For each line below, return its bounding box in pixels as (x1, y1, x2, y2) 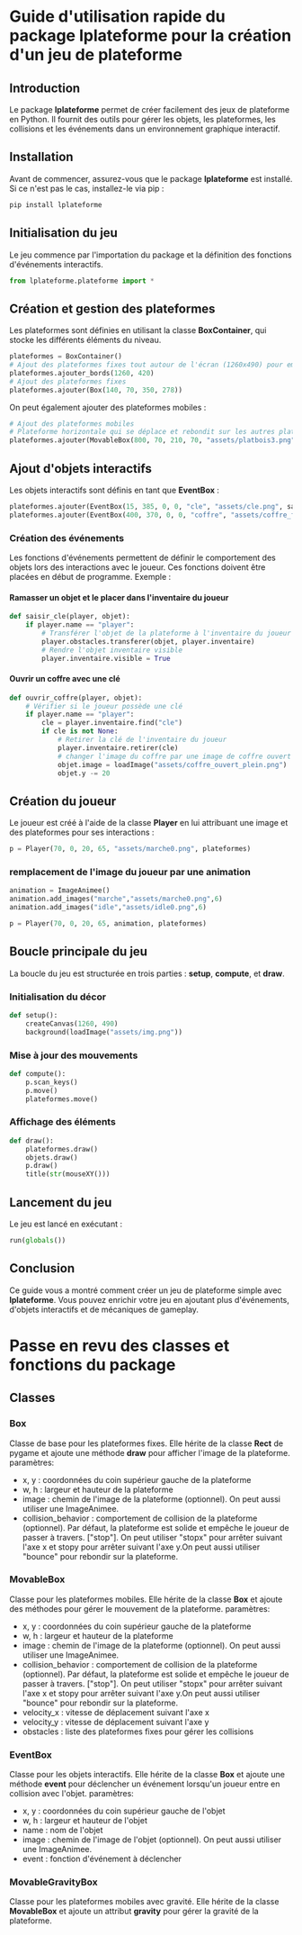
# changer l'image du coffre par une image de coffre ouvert (57, 752, 292, 761)
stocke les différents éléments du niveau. (9, 335, 162, 346)
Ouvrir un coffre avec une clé (9, 674, 120, 684)
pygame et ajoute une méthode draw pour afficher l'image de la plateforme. (9, 1447, 290, 1458)
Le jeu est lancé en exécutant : (9, 1218, 123, 1229)
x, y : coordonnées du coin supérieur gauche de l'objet (22, 1805, 226, 1816)
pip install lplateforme (9, 200, 102, 209)
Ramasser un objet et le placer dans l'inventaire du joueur (9, 592, 229, 602)
